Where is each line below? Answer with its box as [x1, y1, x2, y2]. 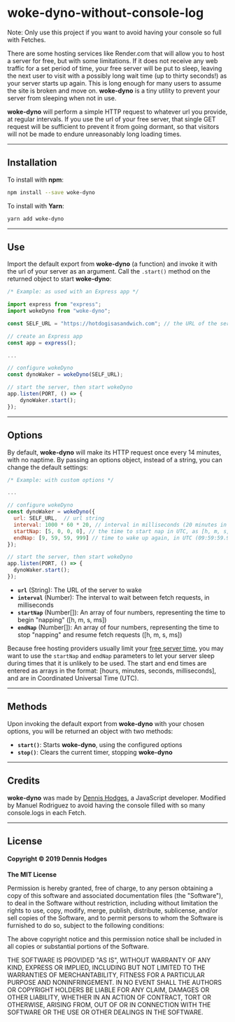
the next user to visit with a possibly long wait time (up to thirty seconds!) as [7, 72, 227, 80]
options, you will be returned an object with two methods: [7, 727, 173, 735]
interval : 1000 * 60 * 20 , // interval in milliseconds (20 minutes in [13, 521, 227, 528]
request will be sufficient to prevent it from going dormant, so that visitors [7, 122, 220, 130]
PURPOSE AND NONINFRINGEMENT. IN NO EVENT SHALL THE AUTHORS [7, 979, 222, 987]
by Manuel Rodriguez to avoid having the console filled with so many [7, 801, 206, 809]
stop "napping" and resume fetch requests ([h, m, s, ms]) [17, 630, 183, 639]
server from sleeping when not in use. [7, 93, 117, 102]
